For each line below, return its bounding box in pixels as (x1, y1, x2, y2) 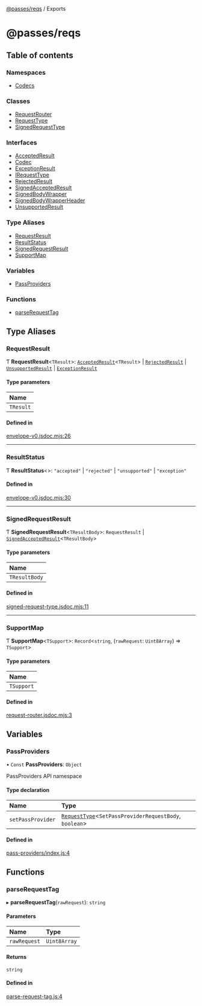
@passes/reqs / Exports (6, 5, 66, 12)
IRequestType (14, 171, 49, 178)
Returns (6, 953, 27, 960)
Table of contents (6, 50, 73, 60)
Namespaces (6, 68, 46, 77)
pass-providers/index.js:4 (6, 849, 70, 857)
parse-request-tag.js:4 (6, 993, 63, 1000)
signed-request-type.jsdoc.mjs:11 (6, 603, 89, 610)
